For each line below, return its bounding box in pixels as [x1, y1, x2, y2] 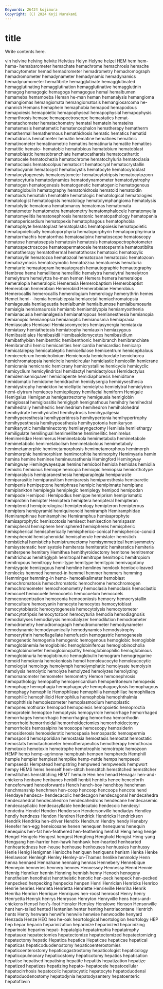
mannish [5, 105, 22, 110]
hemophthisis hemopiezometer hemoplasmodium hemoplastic [5, 699, 130, 705]
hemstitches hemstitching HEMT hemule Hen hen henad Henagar [5, 772, 137, 778]
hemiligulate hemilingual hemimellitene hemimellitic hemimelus [5, 430, 131, 436]
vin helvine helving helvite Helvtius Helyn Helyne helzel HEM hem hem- [5, 58, 148, 64]
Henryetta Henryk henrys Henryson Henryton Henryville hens [5, 896, 129, 902]
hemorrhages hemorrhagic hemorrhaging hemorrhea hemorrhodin [5, 715, 139, 721]
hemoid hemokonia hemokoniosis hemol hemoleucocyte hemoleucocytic [5, 658, 151, 664]
